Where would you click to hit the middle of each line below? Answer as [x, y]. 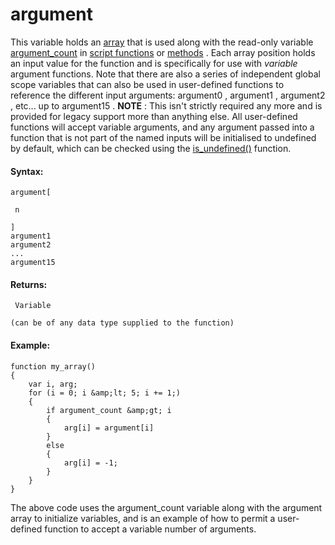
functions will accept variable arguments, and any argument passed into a [162, 127]
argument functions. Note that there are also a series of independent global [165, 74]
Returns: [29, 284]
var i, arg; [53, 384]
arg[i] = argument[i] [109, 428]
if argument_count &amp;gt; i [109, 410]
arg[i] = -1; [90, 463]
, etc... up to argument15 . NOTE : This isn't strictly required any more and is [166, 105]
